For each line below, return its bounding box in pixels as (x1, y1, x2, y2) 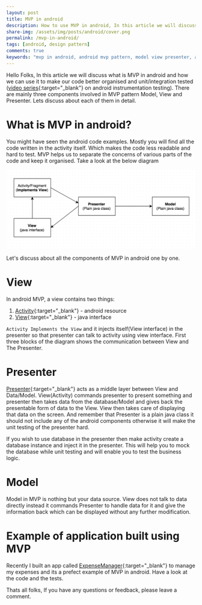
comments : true (6, 48, 44, 54)
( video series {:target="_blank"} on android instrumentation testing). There (6, 84, 190, 91)
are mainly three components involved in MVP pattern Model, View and (6, 90, 182, 97)
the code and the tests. (6, 574, 64, 582)
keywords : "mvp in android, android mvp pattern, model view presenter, (6, 54, 192, 60)
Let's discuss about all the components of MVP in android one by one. (6, 254, 180, 262)
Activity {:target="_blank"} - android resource (14, 307, 127, 314)
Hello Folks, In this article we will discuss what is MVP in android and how (6, 71, 188, 78)
